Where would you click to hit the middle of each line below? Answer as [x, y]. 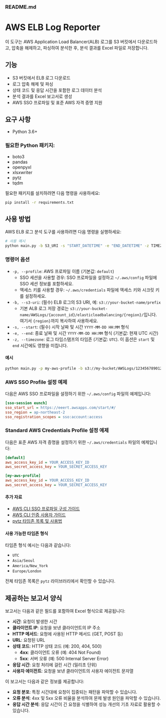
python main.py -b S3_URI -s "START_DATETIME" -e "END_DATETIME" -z [77, 246]
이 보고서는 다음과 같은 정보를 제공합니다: [45, 681]
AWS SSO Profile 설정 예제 [36, 382]
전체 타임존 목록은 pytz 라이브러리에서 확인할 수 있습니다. [60, 581]
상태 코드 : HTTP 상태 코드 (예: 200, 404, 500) [57, 646]
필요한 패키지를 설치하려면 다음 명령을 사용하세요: [53, 193]
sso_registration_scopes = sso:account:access [54, 417]
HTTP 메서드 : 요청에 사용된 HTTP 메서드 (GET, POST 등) [68, 634]
